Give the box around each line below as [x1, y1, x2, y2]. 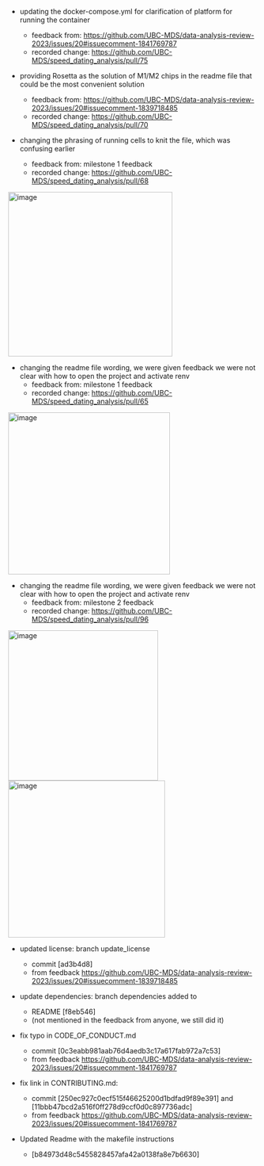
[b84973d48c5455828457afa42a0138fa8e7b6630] [31, 1149, 200, 1159]
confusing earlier [19, 144, 76, 153]
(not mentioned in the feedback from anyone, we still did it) [31, 1015, 224, 1025]
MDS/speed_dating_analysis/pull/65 [31, 396, 149, 406]
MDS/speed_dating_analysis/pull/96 [31, 614, 149, 624]
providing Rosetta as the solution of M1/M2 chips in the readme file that [19, 71, 253, 80]
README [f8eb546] [31, 1007, 96, 1016]
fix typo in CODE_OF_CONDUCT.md [19, 1030, 137, 1040]
